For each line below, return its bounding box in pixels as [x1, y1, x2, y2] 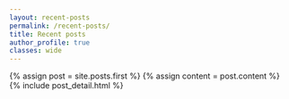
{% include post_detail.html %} [9, 80, 124, 91]
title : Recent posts [9, 29, 87, 38]
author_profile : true [9, 37, 91, 47]
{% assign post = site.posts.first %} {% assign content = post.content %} [9, 70, 281, 81]
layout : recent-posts [9, 12, 91, 22]
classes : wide [9, 46, 63, 55]
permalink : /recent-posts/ [9, 21, 110, 30]
